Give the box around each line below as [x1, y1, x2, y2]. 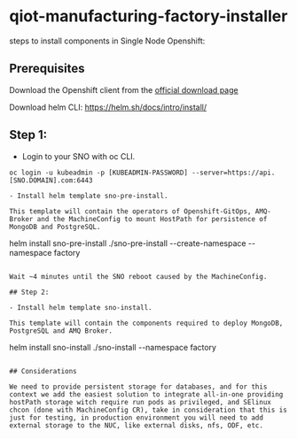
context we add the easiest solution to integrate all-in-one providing [9, 389, 284, 399]
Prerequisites [9, 61, 85, 76]
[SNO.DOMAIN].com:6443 [9, 175, 93, 185]
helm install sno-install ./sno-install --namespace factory [9, 342, 217, 352]
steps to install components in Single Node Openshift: [9, 35, 206, 46]
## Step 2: [9, 288, 50, 297]
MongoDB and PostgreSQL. [9, 222, 101, 231]
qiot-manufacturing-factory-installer [9, 6, 288, 27]
